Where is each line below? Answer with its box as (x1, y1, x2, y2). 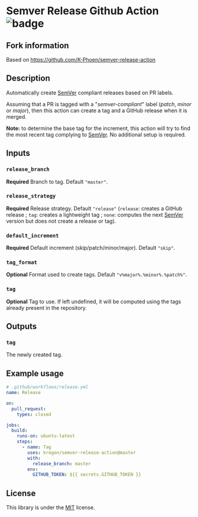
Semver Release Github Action (6, 4, 159, 18)
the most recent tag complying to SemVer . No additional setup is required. (6, 131, 186, 138)
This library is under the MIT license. (6, 504, 96, 511)
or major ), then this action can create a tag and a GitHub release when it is (6, 107, 187, 114)
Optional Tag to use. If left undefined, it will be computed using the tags (6, 298, 181, 305)
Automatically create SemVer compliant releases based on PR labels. (6, 89, 174, 96)
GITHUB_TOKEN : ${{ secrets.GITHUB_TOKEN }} (32, 472, 142, 478)
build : (11, 427, 28, 434)
